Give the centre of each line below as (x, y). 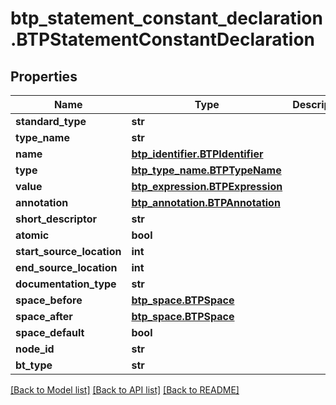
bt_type (34, 365)
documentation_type (66, 284)
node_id (35, 349)
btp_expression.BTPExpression (207, 186)
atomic (32, 235)
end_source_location (66, 267)
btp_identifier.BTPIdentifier (197, 154)
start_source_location (68, 251)
